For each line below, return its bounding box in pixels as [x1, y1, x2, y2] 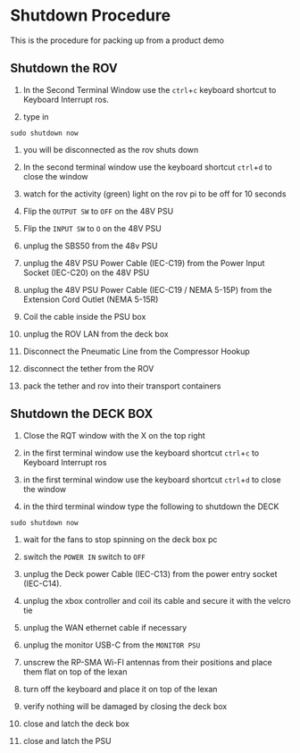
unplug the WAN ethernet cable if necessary [22, 622, 187, 632]
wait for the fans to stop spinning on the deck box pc [22, 533, 218, 545]
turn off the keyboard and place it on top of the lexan [22, 683, 218, 694]
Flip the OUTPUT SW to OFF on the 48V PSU [22, 205, 174, 216]
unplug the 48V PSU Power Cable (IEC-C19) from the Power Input [22, 257, 265, 268]
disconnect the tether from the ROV [22, 363, 154, 373]
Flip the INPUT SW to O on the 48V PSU [22, 222, 162, 233]
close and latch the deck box [22, 718, 130, 729]
